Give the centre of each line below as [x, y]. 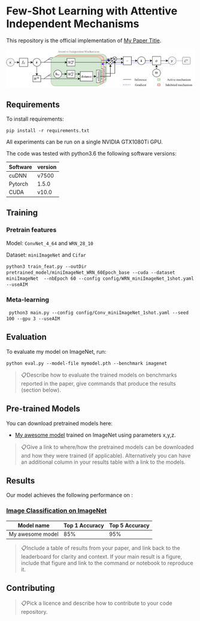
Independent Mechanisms [73, 24]
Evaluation [26, 337]
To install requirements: [35, 119]
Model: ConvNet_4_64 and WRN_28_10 [50, 243]
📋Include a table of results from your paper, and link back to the [101, 548]
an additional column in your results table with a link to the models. [103, 462]
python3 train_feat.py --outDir [46, 266]
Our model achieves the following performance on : [70, 495]
